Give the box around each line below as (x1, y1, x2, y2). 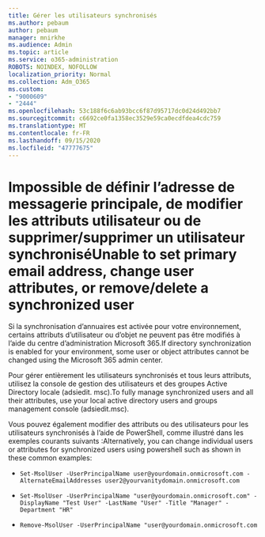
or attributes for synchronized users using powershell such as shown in (8, 444, 241, 455)
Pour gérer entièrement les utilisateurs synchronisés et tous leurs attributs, (8, 371, 252, 380)
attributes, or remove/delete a (8, 278, 209, 297)
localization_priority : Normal (8, 70, 112, 78)
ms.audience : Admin (8, 41, 73, 49)
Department (19, 506, 56, 514)
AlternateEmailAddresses (19, 477, 102, 485)
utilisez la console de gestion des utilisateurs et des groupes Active (8, 379, 228, 388)
